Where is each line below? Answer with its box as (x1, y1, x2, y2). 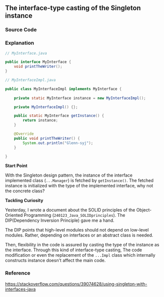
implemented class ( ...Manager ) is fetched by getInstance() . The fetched (5, 178, 154, 183)
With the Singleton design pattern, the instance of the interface (5, 172, 133, 178)
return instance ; (23, 118, 58, 123)
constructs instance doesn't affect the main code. (5, 258, 106, 264)
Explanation (5, 39, 34, 46)
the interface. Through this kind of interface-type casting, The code (5, 247, 142, 253)
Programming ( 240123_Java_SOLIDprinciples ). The (24, 212, 125, 218)
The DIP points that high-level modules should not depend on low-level (5, 227, 149, 233)
